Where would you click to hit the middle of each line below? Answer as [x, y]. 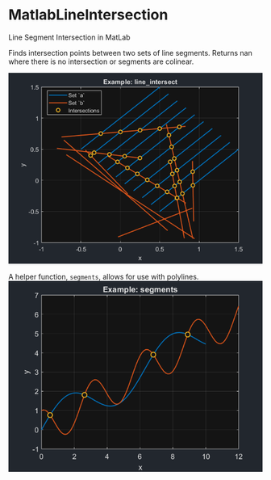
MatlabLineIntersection [88, 15]
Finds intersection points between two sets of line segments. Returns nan [130, 53]
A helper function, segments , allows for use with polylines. [104, 276]
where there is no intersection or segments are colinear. [101, 61]
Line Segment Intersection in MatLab [69, 37]
